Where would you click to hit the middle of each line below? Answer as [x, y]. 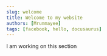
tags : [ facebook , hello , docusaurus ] [54, 29]
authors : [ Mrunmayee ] [34, 23]
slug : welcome [24, 12]
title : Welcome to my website [45, 18]
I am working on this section [42, 46]
